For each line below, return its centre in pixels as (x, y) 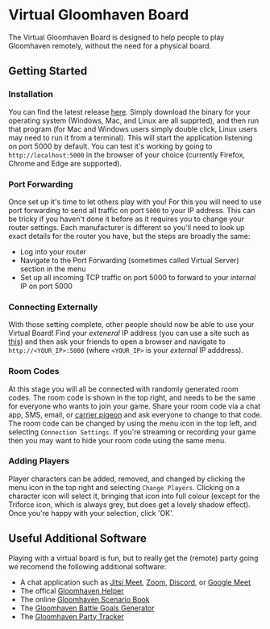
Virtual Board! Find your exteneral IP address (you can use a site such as (129, 333)
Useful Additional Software (78, 539)
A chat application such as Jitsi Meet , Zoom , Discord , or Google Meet (135, 582)
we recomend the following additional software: (87, 566)
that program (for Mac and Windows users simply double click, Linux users (133, 129)
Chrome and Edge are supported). (65, 163)
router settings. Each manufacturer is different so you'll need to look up (127, 227)
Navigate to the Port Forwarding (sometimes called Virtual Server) (129, 260)
